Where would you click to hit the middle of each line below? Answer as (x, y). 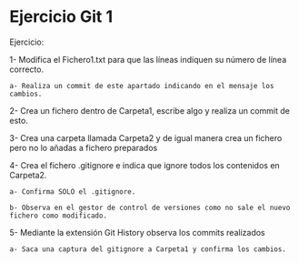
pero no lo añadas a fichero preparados (84, 147)
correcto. (26, 69)
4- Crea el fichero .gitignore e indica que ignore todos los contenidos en (145, 165)
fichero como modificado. (58, 216)
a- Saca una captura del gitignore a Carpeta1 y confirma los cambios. (148, 249)
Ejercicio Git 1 (61, 17)
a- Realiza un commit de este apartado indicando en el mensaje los (142, 86)
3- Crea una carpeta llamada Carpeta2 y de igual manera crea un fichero (146, 137)
